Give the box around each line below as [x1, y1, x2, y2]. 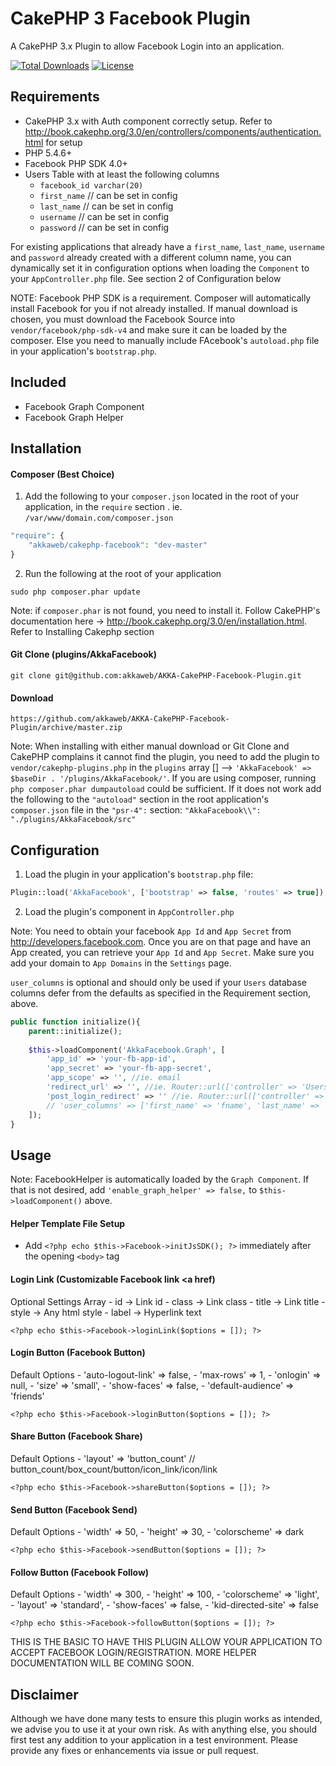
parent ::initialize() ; [28, 1026, 123, 1036]
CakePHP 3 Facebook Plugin [10, 7, 251, 30]
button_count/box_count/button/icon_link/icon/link [10, 1463, 218, 1475]
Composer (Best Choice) [10, 468, 115, 480]
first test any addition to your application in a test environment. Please [10, 1734, 298, 1746]
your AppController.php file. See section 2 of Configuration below [10, 272, 282, 284]
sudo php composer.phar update [10, 587, 141, 597]
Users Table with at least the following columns [24, 168, 220, 180]
